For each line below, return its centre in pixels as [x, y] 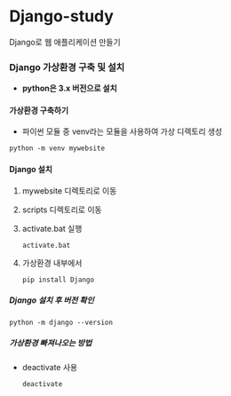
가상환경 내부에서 [52, 263]
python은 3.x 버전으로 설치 [69, 88]
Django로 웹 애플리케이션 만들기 [65, 42]
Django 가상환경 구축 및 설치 [67, 67]
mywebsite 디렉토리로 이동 [69, 190]
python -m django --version [61, 322]
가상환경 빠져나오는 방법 [51, 343]
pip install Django [58, 280]
